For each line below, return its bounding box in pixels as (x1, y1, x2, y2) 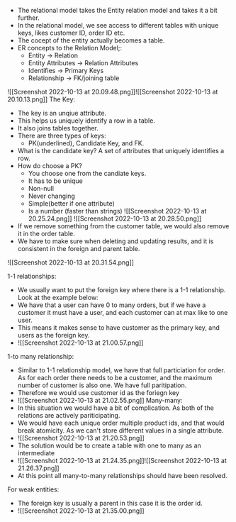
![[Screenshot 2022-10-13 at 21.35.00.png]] (17, 506, 145, 515)
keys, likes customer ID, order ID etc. (17, 28, 125, 37)
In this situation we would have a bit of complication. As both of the (17, 404, 214, 412)
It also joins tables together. (17, 124, 99, 132)
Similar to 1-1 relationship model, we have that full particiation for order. (17, 366, 225, 374)
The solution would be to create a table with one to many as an (17, 441, 202, 450)
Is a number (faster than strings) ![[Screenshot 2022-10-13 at (28, 207, 207, 215)
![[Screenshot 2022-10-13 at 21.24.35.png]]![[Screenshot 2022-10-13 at (17, 457, 227, 465)
